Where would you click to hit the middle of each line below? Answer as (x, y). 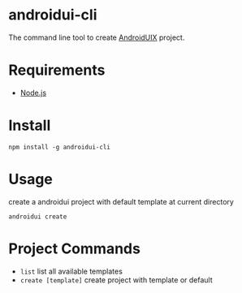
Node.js (33, 93)
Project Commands (74, 248)
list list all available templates (71, 271)
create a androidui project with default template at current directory (121, 201)
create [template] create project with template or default (116, 280)
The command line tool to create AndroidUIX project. (97, 37)
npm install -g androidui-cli (60, 147)
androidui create (38, 217)
